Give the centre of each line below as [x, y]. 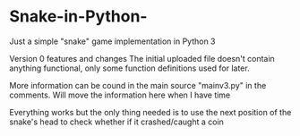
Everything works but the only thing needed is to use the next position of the [150, 112]
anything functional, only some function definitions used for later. [129, 68]
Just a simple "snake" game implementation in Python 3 [113, 41]
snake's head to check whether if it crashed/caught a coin [116, 122]
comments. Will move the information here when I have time [120, 95]
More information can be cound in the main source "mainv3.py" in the [138, 85]
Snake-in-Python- [78, 17]
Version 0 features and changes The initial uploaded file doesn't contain [142, 58]
